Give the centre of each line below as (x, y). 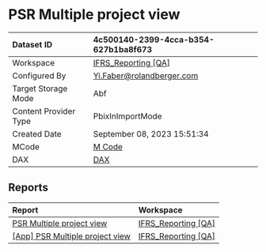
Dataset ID (32, 44)
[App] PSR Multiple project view (71, 236)
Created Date (37, 134)
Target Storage (40, 88)
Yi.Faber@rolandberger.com (146, 75)
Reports (28, 188)
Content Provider (44, 111)
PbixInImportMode (127, 116)
